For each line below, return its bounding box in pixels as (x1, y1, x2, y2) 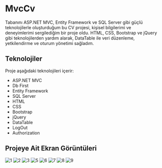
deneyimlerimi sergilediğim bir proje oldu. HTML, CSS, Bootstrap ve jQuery (5, 30, 157, 36)
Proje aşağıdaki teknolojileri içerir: (5, 68, 74, 74)
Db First (12, 83, 29, 88)
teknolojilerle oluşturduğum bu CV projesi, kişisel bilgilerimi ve (5, 24, 132, 30)
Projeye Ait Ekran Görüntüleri (5, 144, 97, 153)
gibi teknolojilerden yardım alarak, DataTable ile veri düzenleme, (5, 35, 135, 41)
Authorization (12, 129, 40, 136)
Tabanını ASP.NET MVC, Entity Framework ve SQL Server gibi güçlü (5, 19, 143, 25)
